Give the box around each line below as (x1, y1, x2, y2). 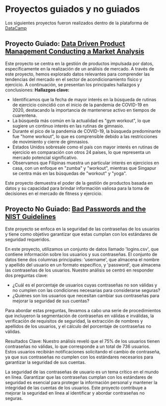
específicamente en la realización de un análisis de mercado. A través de (5, 66, 155, 71)
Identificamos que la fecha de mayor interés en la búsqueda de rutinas (12, 96, 157, 102)
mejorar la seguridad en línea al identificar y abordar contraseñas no (5, 390, 145, 396)
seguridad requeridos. (5, 236, 51, 242)
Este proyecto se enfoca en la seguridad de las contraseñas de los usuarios (5, 226, 160, 232)
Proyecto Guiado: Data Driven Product (5, 40, 125, 48)
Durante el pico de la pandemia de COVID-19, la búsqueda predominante (12, 128, 161, 134)
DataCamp (5, 25, 27, 31)
